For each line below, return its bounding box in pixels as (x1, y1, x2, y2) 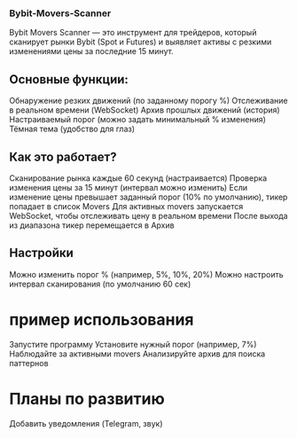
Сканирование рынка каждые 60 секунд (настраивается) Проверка (9, 172, 268, 184)
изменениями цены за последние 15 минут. (9, 46, 175, 57)
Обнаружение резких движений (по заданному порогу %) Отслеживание (9, 96, 288, 106)
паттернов (9, 357, 49, 368)
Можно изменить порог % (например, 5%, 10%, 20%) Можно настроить (9, 269, 284, 279)
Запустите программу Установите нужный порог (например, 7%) (9, 339, 257, 349)
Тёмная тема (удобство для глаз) (9, 123, 136, 135)
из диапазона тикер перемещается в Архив (9, 220, 175, 231)
